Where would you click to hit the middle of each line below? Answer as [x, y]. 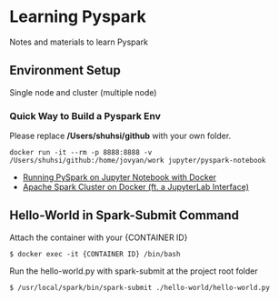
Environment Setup [65, 70]
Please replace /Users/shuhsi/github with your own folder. [120, 136]
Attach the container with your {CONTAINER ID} [99, 237]
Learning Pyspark [78, 17]
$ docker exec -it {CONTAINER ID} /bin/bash [95, 254]
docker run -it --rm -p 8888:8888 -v [81, 153]
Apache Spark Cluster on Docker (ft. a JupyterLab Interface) [136, 187]
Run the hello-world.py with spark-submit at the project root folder [134, 271]
